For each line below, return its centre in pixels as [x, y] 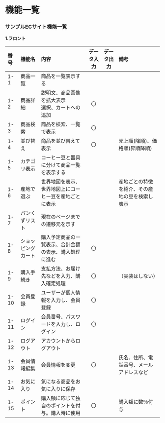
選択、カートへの [61, 108]
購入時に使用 [66, 413]
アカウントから [58, 341]
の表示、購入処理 [61, 252]
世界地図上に [56, 189]
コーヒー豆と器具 [61, 157]
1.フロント [15, 38]
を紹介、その [133, 189]
